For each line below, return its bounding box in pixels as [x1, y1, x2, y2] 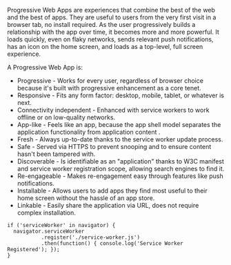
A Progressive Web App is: [7, 63, 83, 71]
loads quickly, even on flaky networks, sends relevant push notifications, [7, 35, 214, 43]
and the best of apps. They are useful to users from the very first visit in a [7, 13, 217, 21]
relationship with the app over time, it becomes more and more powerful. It [7, 28, 219, 36]
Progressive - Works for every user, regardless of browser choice [17, 77, 203, 85]
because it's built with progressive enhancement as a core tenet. [17, 84, 201, 92]
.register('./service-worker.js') [41, 234, 140, 241]
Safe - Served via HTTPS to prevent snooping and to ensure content [17, 143, 212, 150]
